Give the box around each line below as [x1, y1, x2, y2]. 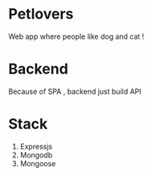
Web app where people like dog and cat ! [8, 31, 145, 41]
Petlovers [8, 5, 74, 23]
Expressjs [19, 141, 53, 151]
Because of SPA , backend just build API [8, 86, 142, 96]
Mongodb [19, 150, 53, 160]
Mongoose [19, 158, 56, 168]
